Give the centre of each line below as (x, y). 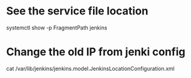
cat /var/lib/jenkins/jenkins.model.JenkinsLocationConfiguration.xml (91, 68)
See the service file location (77, 11)
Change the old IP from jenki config (96, 52)
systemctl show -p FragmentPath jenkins (57, 28)
